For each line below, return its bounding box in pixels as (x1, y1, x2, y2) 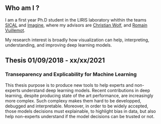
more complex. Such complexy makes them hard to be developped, (5, 98, 141, 103)
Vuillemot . (5, 27, 25, 33)
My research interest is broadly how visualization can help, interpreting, (5, 37, 149, 43)
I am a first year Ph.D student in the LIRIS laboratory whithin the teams (5, 17, 147, 23)
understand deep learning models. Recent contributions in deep (21, 87, 150, 93)
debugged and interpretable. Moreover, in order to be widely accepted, (5, 103, 148, 109)
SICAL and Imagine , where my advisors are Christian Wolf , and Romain (5, 22, 148, 28)
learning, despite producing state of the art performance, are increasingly (5, 93, 154, 99)
